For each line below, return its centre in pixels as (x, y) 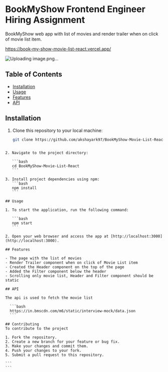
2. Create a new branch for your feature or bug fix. (63, 342)
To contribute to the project (37, 329)
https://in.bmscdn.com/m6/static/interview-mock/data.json (73, 311)
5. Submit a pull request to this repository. (55, 355)
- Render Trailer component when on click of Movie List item (71, 263)
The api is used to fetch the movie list (49, 298)
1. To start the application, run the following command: (67, 210)
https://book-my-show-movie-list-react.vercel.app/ (58, 49)
